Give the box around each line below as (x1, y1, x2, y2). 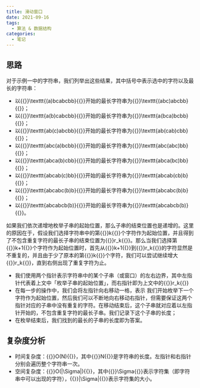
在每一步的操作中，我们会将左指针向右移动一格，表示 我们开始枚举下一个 (14, 287, 194, 294)
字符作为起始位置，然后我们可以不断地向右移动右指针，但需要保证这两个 (14, 294, 192, 301)
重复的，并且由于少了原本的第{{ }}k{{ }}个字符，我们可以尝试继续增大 (11, 251, 179, 258)
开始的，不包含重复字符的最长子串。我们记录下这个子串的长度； (20, 309, 177, 316)
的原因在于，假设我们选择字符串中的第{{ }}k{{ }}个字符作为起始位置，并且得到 (6, 229, 194, 236)
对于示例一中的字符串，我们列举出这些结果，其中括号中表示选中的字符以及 (6, 77, 189, 84)
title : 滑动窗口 (6, 8, 43, 15)
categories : (6, 31, 36, 37)
